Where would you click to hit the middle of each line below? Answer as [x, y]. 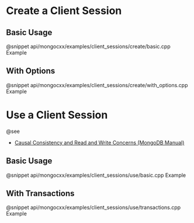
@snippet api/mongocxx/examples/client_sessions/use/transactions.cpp [93, 207]
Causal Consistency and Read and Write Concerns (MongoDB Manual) [99, 142]
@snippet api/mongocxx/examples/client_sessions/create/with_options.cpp [97, 85]
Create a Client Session [64, 11]
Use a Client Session [57, 115]
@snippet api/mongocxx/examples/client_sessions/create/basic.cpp [88, 46]
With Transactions [40, 193]
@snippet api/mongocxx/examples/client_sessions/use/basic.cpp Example [96, 175]
